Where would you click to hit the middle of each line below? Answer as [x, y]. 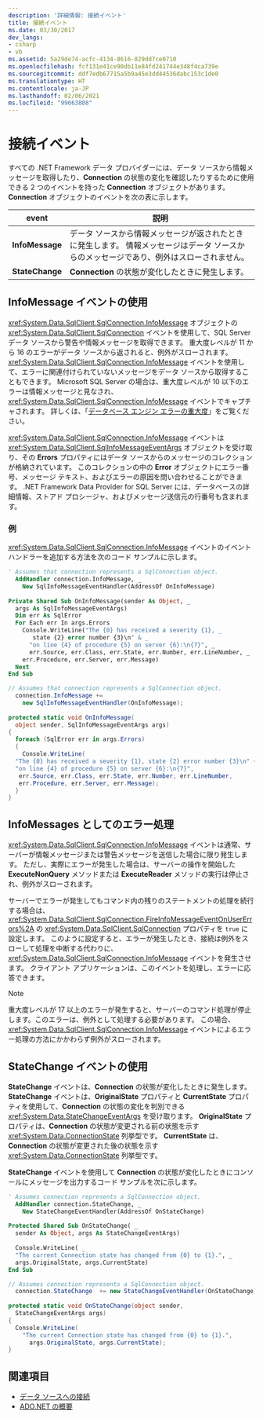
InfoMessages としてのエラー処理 [91, 824]
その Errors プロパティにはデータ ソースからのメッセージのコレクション [137, 457]
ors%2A [21, 929]
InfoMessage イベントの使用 [78, 302]
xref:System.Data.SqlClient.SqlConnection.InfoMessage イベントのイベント [130, 548]
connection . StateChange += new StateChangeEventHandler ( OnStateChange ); [138, 1292]
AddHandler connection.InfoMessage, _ [79, 579]
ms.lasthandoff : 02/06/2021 [54, 96]
